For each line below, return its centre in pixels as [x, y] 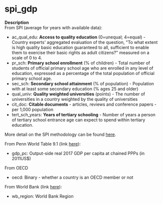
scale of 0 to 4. [27, 57]
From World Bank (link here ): [33, 186]
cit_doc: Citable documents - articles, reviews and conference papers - [84, 104]
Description [17, 22]
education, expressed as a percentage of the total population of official [83, 73]
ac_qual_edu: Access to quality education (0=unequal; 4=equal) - [79, 37]
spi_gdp [21, 9]
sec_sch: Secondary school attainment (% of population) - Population [83, 83]
